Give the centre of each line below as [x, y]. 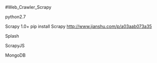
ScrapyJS [15, 46]
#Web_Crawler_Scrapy [28, 7]
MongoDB [15, 55]
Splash [12, 36]
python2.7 [16, 17]
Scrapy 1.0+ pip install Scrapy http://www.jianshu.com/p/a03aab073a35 [78, 26]
